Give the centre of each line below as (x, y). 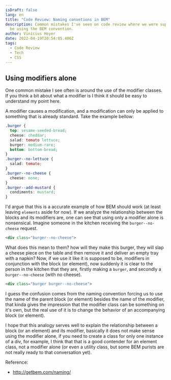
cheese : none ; (25, 178)
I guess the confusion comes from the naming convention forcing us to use (84, 293)
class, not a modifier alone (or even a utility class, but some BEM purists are (85, 347)
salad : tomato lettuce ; (35, 140)
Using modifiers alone (41, 78)
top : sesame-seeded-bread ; (38, 131)
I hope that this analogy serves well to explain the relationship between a (81, 325)
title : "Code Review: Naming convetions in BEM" (58, 19)
